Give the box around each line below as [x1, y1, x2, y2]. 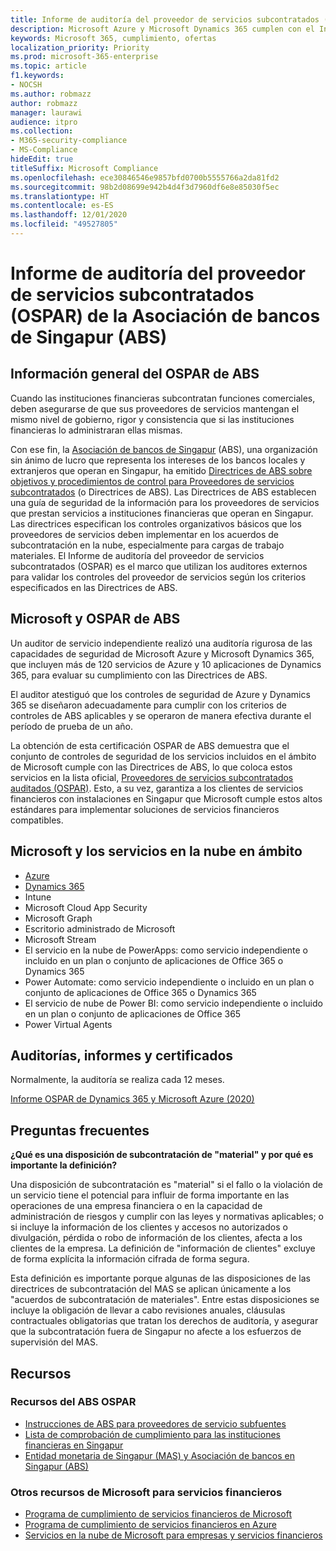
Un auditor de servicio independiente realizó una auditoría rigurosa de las [10, 637, 313, 649]
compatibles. [10, 814, 64, 826]
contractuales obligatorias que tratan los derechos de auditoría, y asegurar [10, 1315, 319, 1327]
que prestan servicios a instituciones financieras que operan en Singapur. [10, 507, 314, 519]
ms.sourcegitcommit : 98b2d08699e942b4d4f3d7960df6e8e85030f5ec [10, 182, 280, 192]
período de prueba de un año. [10, 720, 134, 732]
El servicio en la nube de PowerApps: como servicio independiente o [24, 944, 309, 956]
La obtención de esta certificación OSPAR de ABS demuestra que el [10, 739, 290, 751]
